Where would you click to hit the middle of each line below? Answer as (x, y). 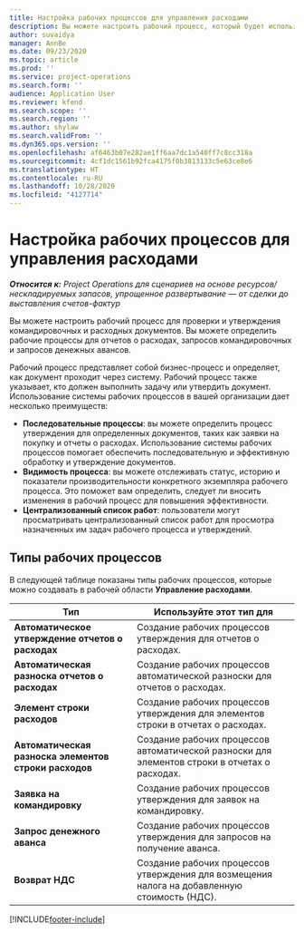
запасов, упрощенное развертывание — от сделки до (183, 293)
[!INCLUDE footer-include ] (57, 919)
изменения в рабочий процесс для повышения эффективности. (146, 501)
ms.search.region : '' (50, 119)
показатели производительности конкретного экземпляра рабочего (155, 481)
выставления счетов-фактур (65, 303)
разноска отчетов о (59, 675)
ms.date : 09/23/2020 (48, 52)
